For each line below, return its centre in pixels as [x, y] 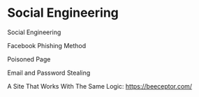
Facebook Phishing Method [47, 45]
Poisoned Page [29, 59]
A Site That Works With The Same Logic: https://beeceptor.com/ [100, 86]
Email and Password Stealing [49, 73]
